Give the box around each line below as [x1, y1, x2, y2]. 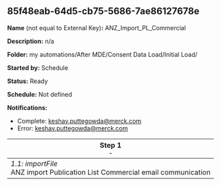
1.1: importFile [10, 159, 58, 168]
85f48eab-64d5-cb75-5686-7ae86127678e [7, 5, 200, 17]
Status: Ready [7, 77, 48, 85]
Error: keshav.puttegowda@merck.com [17, 124, 129, 132]
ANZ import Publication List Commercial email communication [10, 167, 211, 177]
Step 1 [99, 140, 122, 150]
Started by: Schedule [7, 63, 69, 71]
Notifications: [7, 103, 48, 112]
